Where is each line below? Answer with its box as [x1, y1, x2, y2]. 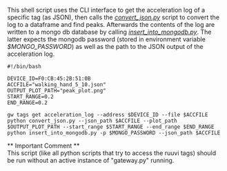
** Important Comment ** [7, 141, 80, 150]
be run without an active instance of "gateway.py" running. [7, 157, 175, 164]
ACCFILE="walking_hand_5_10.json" [7, 81, 107, 88]
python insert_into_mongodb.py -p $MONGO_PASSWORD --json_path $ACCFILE [7, 130, 221, 137]
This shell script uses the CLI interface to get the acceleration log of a [7, 6, 206, 14]
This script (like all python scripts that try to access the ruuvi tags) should [7, 149, 217, 157]
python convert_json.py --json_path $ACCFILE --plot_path [7, 117, 177, 124]
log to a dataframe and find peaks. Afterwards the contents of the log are [7, 21, 215, 28]
